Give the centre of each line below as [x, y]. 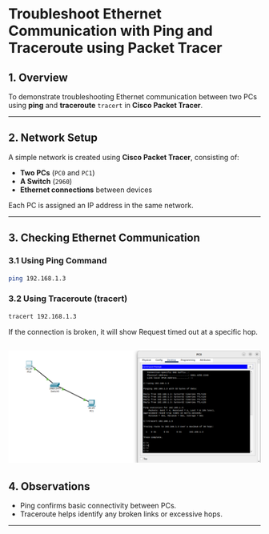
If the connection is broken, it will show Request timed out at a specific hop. [133, 331]
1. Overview [38, 77]
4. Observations [49, 486]
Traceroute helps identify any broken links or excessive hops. [121, 514]
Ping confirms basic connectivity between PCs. [98, 506]
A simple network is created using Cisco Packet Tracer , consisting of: [124, 157]
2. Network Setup [53, 138]
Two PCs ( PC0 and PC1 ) [57, 172]
